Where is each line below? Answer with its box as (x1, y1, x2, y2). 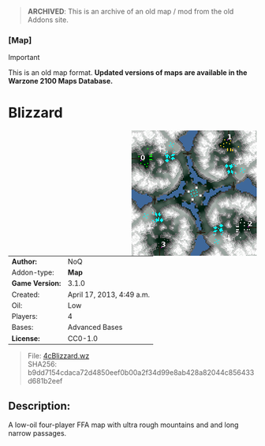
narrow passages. (8, 429, 67, 438)
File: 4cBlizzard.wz (27, 351, 90, 361)
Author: (11, 257, 38, 266)
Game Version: (11, 279, 62, 288)
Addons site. (27, 15, 69, 24)
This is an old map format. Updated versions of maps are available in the (8, 68, 248, 77)
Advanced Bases (67, 323, 123, 332)
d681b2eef (27, 377, 63, 386)
